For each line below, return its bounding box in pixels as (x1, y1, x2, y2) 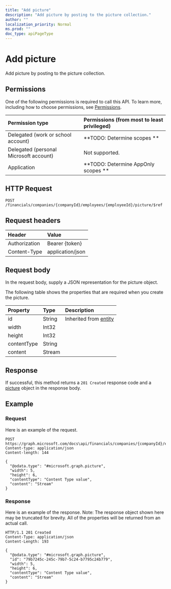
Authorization (8, 240, 40, 247)
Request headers (5, 216, 61, 225)
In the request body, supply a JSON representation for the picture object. (5, 279, 159, 285)
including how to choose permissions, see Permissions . (5, 104, 122, 110)
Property (8, 307, 30, 314)
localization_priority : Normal (5, 21, 72, 27)
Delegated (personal (8, 146, 57, 153)
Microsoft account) (8, 152, 54, 159)
